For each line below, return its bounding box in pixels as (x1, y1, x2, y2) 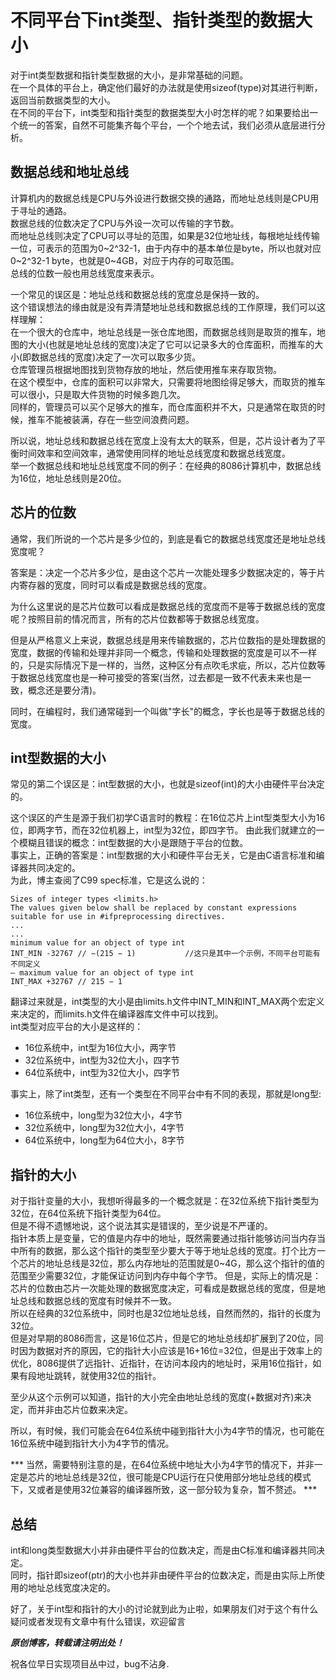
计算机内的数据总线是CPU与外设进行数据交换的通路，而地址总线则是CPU (10, 192, 311, 204)
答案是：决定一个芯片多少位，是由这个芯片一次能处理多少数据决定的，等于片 (10, 566, 326, 578)
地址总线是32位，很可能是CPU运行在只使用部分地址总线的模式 (53, 1471, 312, 1483)
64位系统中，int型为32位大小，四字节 (24, 1067, 180, 1079)
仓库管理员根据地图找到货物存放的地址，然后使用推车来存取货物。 (10, 363, 282, 375)
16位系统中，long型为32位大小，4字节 (24, 1109, 183, 1121)
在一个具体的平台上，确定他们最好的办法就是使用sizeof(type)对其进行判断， (10, 81, 323, 93)
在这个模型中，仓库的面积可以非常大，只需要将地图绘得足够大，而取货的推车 (10, 376, 326, 388)
